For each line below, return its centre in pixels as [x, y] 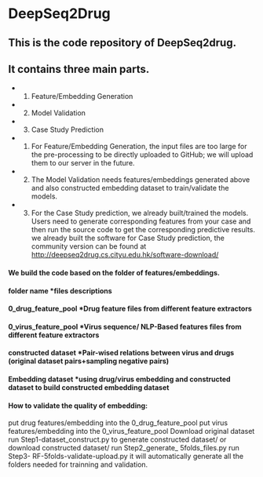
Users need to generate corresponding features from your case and [141, 221]
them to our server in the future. [83, 163]
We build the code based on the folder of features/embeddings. [114, 272]
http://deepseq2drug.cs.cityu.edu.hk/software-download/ [125, 255]
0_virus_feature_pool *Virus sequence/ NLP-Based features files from [125, 326]
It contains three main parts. [79, 69]
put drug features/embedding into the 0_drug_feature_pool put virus [118, 423]
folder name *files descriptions [60, 290]
